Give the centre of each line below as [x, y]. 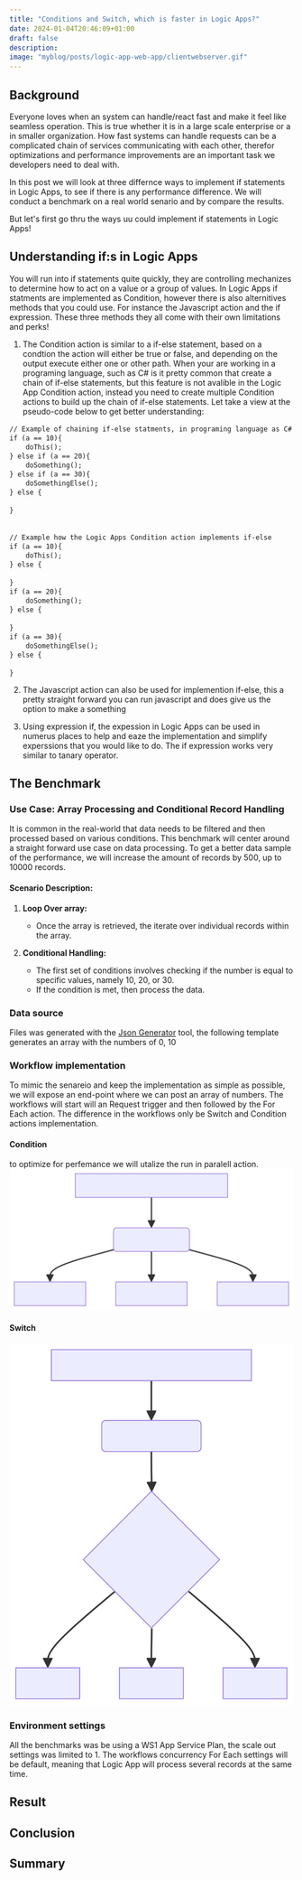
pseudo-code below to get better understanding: [113, 411]
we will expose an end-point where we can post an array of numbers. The [146, 1095]
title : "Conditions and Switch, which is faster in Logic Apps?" [134, 19]
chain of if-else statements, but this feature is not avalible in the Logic [152, 382]
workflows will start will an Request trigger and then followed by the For [142, 1104]
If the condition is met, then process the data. [120, 989]
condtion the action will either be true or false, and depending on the [150, 353]
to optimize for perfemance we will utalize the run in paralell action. [134, 1164]
